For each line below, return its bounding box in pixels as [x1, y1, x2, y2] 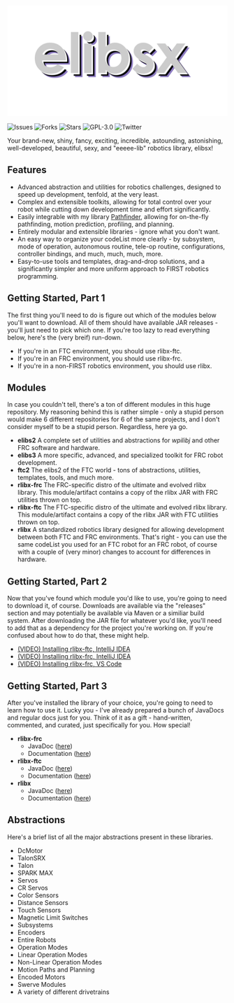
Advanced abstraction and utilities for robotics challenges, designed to [17, 183, 221, 191]
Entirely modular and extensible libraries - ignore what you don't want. [17, 227, 220, 236]
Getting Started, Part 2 [7, 575, 108, 587]
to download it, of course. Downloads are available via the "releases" [7, 601, 206, 610]
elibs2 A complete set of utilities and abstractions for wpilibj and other [17, 436, 220, 444]
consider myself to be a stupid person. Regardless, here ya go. [7, 423, 188, 431]
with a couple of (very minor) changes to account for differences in [17, 548, 211, 556]
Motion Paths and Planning [17, 965, 96, 974]
